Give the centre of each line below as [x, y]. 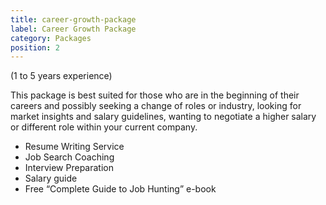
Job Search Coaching [69, 157]
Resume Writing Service [74, 147]
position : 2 [35, 47]
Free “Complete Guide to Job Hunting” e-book [120, 189]
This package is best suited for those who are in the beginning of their [155, 95]
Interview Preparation [69, 168]
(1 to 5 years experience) [61, 76]
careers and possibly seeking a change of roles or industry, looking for [156, 106]
